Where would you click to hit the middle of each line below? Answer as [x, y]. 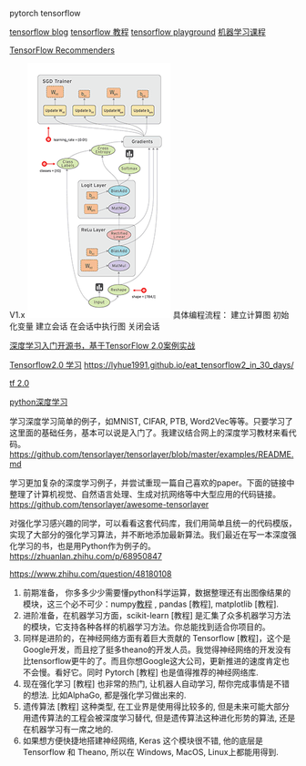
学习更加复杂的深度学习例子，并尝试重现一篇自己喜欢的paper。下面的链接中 [152, 483]
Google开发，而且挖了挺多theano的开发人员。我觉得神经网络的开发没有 [157, 649]
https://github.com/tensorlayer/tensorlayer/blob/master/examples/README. [152, 454]
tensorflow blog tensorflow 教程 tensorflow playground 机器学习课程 [138, 32]
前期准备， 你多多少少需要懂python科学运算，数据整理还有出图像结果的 [157, 592]
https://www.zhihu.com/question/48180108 [91, 574]
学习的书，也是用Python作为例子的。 [87, 546]
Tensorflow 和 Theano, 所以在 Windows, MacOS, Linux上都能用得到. [151, 752]
